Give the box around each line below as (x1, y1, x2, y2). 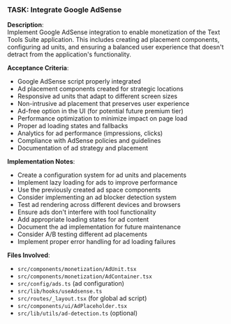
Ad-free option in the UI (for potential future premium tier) (17, 107, 184, 116)
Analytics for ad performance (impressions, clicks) (17, 129, 163, 137)
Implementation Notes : (7, 157, 75, 166)
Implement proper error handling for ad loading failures (17, 238, 176, 246)
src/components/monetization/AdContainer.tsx (17, 273, 152, 280)
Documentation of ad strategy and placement (17, 144, 149, 153)
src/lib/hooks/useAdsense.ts (17, 288, 103, 295)
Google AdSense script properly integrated (17, 77, 142, 86)
